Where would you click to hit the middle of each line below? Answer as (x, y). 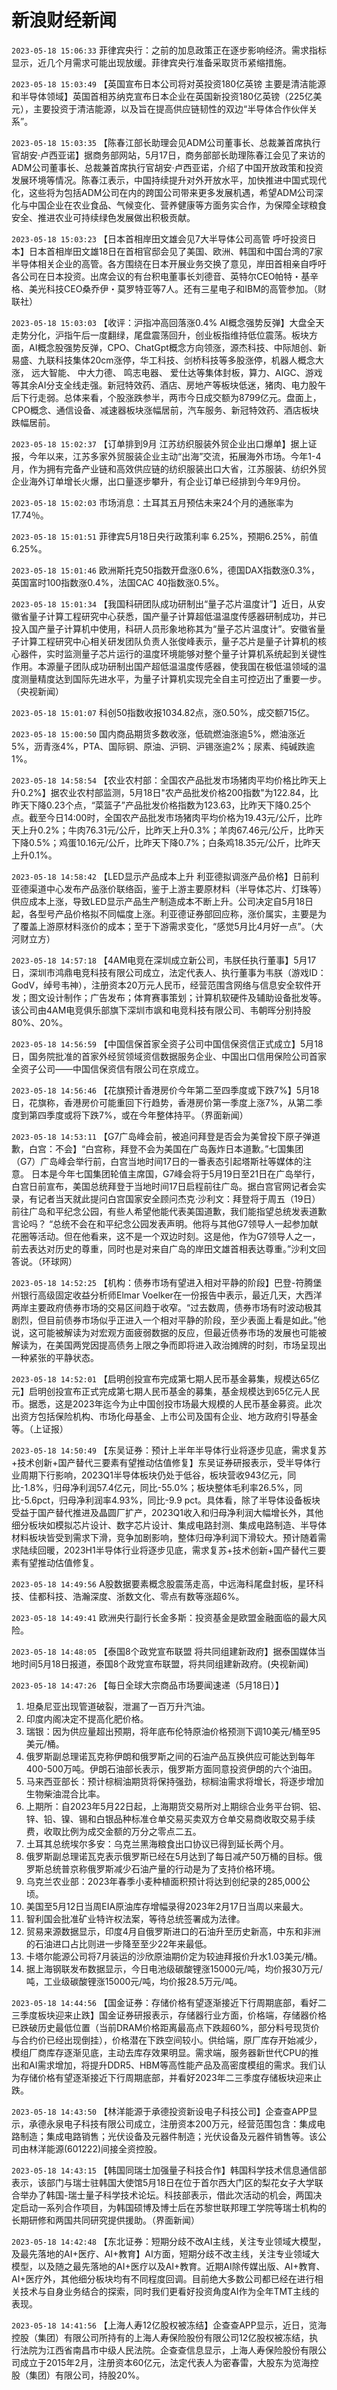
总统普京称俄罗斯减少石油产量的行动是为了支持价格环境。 (162, 1868)
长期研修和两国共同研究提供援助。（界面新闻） (105, 2220)
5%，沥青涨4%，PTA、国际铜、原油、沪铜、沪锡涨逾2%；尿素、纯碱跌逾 (163, 746)
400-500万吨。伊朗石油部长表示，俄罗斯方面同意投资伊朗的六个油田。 (171, 1768)
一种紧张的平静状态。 (55, 1357)
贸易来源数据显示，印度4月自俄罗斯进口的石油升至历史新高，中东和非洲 (173, 1931)
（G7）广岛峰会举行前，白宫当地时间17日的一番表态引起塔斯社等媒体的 (157, 1161)
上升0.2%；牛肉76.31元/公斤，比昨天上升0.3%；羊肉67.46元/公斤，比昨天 (171, 830)
